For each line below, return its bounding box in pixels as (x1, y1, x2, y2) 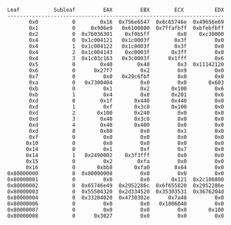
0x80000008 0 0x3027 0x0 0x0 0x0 (7, 213, 225, 219)
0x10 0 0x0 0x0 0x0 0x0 (25, 140, 225, 147)
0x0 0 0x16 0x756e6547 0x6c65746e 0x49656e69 (28, 19, 225, 26)
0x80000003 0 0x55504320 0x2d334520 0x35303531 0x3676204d (7, 188, 225, 195)
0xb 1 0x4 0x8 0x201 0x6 (28, 91, 225, 98)
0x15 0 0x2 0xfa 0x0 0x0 (25, 158, 225, 165)
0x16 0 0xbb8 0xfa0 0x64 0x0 (25, 164, 225, 171)
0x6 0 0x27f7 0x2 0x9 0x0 (28, 67, 225, 74)
